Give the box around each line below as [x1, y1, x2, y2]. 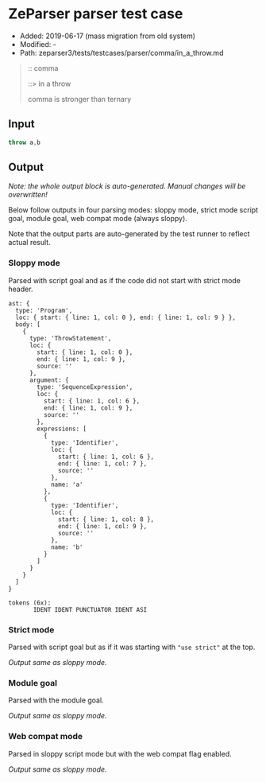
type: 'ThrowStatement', [29, 334, 112, 342]
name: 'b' [50, 543, 83, 551]
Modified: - [19, 39, 57, 49]
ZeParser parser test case [8, 5, 183, 23]
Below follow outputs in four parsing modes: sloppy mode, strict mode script [8, 205, 259, 215]
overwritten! [8, 190, 48, 200]
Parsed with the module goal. [8, 695, 105, 705]
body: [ [15, 320, 41, 329]
